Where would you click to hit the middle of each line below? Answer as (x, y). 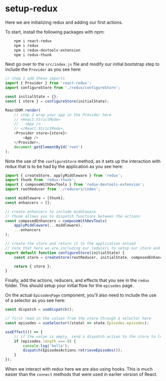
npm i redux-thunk (33, 55)
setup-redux (31, 9)
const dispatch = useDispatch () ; (40, 310)
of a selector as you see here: (35, 300)
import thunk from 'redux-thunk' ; (41, 180)
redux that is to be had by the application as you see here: (64, 166)
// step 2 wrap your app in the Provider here (63, 115)
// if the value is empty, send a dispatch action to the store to (85, 336)
